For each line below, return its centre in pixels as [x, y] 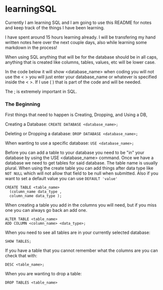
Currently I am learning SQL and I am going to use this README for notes [78, 22]
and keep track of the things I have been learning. [55, 27]
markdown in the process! [31, 47]
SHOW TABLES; [18, 242]
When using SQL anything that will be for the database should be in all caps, [81, 57]
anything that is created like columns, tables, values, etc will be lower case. [80, 62]
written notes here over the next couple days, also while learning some [76, 42]
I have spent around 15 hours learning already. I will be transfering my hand [80, 37]
